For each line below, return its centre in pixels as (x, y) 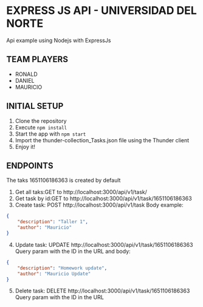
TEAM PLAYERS (37, 59)
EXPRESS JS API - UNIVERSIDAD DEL (102, 11)
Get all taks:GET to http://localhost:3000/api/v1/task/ (81, 192)
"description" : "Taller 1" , (53, 222)
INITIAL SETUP (35, 106)
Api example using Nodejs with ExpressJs (59, 40)
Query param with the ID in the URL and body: (73, 251)
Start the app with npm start (50, 134)
